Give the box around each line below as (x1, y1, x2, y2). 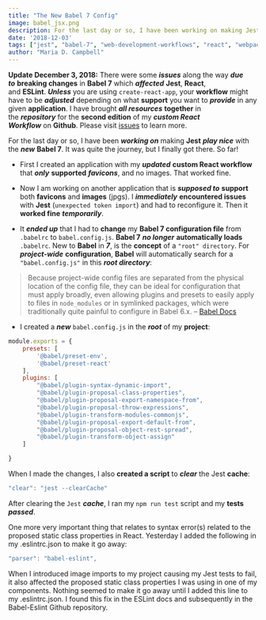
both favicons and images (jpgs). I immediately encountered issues (19, 192, 247, 201)
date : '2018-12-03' (8, 33, 73, 42)
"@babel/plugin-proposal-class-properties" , (36, 389, 186, 397)
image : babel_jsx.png (8, 19, 80, 27)
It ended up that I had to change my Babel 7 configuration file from (19, 224, 241, 234)
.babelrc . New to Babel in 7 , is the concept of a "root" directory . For (19, 241, 249, 250)
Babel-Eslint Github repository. (8, 603, 108, 612)
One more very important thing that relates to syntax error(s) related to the (8, 522, 251, 531)
